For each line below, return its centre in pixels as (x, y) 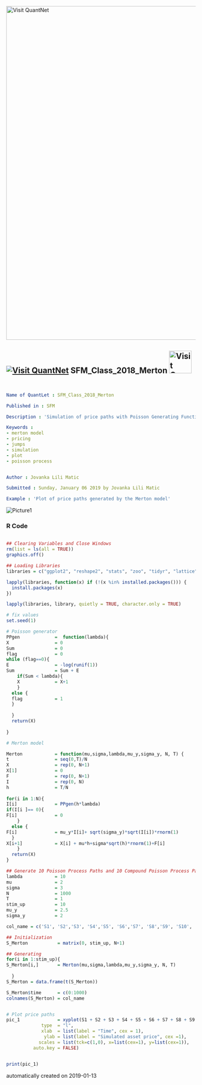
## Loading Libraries (33, 566)
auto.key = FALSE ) (56, 1048)
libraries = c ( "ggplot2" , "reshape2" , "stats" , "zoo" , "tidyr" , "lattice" (102, 571)
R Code (17, 526)
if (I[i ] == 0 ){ (25, 810)
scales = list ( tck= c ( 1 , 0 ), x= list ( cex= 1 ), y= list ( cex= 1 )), (114, 1042)
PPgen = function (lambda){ (58, 637)
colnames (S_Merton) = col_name (45, 998)
